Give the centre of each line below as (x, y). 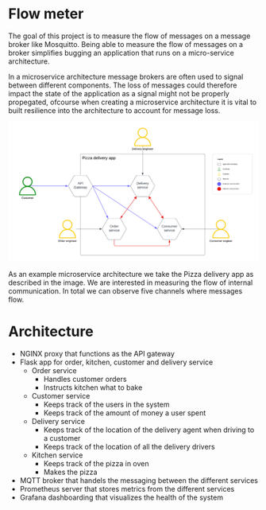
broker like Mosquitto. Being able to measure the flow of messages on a (126, 44)
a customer (62, 438)
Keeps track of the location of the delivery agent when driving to (149, 430)
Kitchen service (57, 455)
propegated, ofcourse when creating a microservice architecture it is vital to (133, 102)
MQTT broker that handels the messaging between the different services (139, 480)
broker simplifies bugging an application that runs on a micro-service (121, 53)
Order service (54, 370)
